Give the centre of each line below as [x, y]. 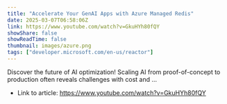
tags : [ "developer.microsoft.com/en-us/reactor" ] [81, 53]
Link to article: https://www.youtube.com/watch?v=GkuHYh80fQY [111, 93]
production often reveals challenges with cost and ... [82, 79]
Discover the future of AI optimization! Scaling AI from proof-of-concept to [114, 72]
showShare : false [32, 33]
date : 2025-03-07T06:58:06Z [48, 20]
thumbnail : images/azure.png [49, 46]
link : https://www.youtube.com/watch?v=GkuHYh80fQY [83, 26]
